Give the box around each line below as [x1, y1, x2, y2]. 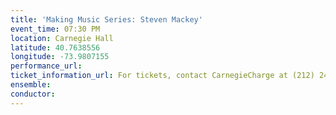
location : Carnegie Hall [10, 33, 114, 43]
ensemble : [10, 80, 52, 90]
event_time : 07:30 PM [10, 24, 101, 34]
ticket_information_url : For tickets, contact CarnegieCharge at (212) [10, 71, 315, 81]
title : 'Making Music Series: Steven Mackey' [10, 14, 203, 25]
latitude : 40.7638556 [10, 42, 101, 53]
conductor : [10, 89, 56, 99]
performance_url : [10, 61, 83, 71]
